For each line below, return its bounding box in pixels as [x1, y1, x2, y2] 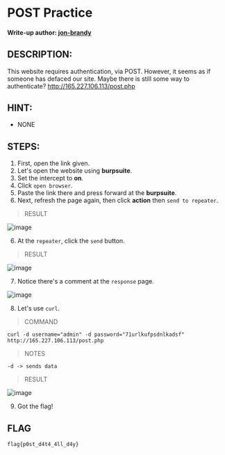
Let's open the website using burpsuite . [17, 167, 133, 175]
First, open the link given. [17, 159, 90, 168]
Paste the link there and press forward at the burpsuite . [17, 189, 177, 197]
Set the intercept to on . [17, 174, 84, 183]
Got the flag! [17, 402, 53, 410]
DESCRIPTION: [7, 49, 73, 61]
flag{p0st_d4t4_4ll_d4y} [7, 441, 79, 448]
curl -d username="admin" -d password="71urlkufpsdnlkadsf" [7, 331, 185, 339]
